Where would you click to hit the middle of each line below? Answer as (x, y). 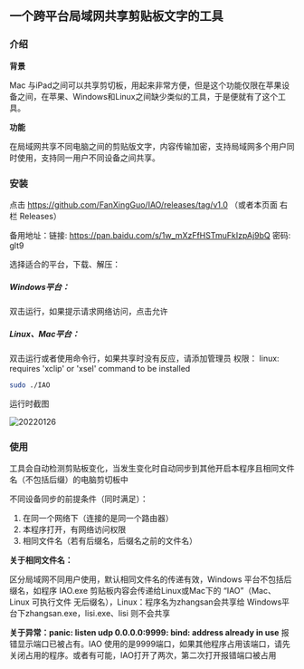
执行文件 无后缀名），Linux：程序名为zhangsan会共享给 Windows (161, 602)
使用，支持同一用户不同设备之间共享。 (88, 158)
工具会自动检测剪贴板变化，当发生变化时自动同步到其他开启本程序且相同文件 (152, 469)
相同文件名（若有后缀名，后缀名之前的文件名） (109, 541)
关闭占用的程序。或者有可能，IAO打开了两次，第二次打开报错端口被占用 (143, 655)
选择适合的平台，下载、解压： (65, 264)
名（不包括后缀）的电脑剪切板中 (69, 480)
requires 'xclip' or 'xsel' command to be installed (100, 368)
